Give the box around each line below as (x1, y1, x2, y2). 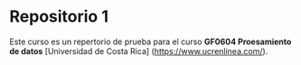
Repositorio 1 (9, 6, 108, 27)
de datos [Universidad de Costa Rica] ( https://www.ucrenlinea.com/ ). (9, 45, 268, 56)
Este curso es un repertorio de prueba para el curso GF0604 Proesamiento (9, 36, 292, 47)
